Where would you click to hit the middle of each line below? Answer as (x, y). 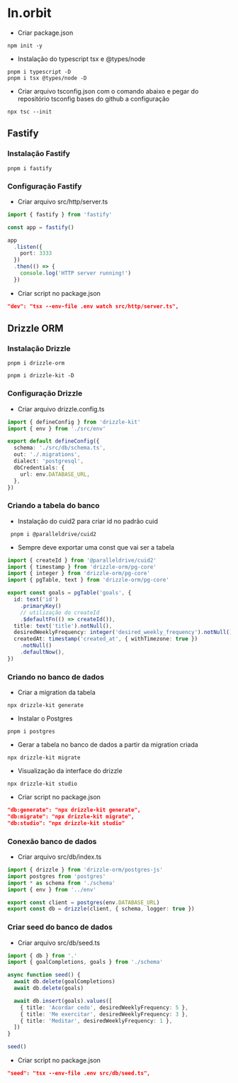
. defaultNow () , (42, 652)
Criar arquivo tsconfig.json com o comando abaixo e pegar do (108, 91)
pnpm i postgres (31, 732)
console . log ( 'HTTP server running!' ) (76, 273)
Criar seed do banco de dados (60, 927)
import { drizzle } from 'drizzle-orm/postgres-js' (85, 870)
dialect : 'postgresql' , (49, 461)
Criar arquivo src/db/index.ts (59, 857)
